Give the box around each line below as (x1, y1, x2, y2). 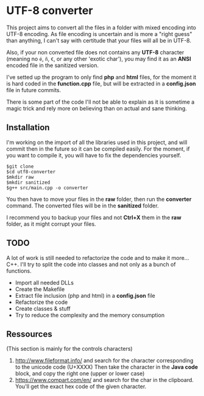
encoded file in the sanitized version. (6, 62, 99, 69)
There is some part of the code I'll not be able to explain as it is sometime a (6, 98, 195, 106)
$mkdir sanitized (6, 179, 51, 185)
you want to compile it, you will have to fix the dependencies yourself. (6, 151, 181, 159)
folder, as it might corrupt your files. (6, 220, 96, 228)
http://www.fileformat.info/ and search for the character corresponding (15, 357, 194, 364)
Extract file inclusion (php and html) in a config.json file (15, 292, 155, 299)
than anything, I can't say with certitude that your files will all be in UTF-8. (6, 37, 192, 44)
